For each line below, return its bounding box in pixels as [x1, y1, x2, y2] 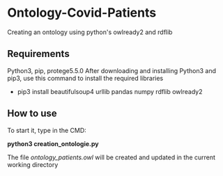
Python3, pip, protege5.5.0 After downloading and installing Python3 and [7, 66, 217, 74]
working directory [7, 160, 59, 168]
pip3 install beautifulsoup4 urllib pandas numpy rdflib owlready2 [17, 87, 203, 95]
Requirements [7, 48, 70, 60]
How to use [7, 108, 57, 120]
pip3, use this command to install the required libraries [7, 74, 164, 82]
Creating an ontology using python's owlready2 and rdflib [7, 28, 173, 36]
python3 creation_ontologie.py [7, 139, 99, 147]
